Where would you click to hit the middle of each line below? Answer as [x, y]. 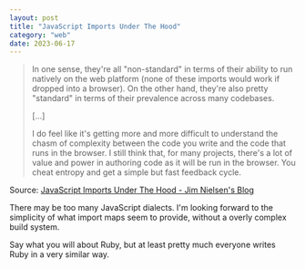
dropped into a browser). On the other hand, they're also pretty [150, 88]
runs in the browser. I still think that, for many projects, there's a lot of [162, 153]
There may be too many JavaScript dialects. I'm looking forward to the [141, 208]
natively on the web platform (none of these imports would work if [156, 79]
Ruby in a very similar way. [60, 254]
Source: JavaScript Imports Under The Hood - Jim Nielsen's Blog [132, 190]
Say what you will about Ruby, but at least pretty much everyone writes [142, 245]
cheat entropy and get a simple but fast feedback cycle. [136, 172]
